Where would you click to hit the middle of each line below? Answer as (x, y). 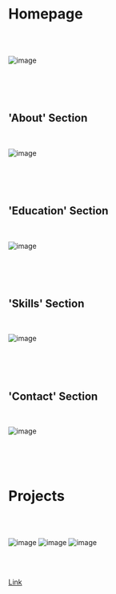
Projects (37, 496)
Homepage (46, 14)
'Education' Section (58, 211)
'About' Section (48, 118)
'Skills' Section (46, 303)
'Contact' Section (53, 396)
